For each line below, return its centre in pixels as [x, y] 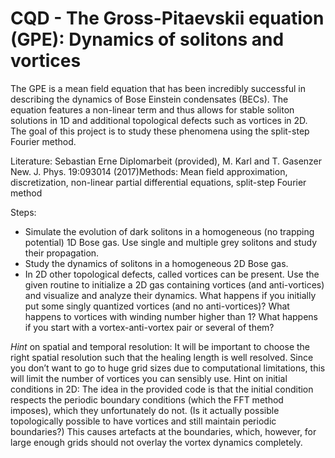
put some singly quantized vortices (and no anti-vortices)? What [157, 306]
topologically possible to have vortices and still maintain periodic [143, 421]
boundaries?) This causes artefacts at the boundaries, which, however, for [163, 431]
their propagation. [62, 253]
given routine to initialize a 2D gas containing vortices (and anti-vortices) [174, 284]
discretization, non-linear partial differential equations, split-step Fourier [158, 182]
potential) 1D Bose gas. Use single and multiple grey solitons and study [171, 242]
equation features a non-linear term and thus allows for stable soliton [152, 109]
